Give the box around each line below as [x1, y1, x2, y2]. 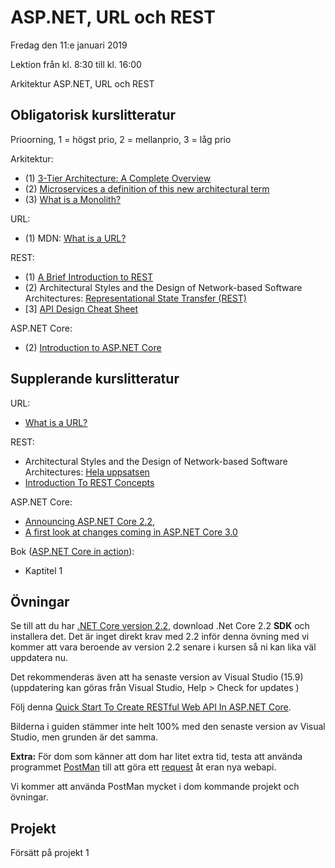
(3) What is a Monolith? [24, 193, 122, 205]
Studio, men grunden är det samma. [10, 731, 159, 743]
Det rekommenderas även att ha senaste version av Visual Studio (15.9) [10, 671, 304, 683]
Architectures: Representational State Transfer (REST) [24, 292, 247, 304]
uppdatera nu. [10, 652, 69, 664]
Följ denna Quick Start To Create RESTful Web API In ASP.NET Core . [10, 701, 292, 713]
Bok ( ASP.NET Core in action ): [10, 545, 135, 557]
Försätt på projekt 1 [10, 847, 90, 859]
